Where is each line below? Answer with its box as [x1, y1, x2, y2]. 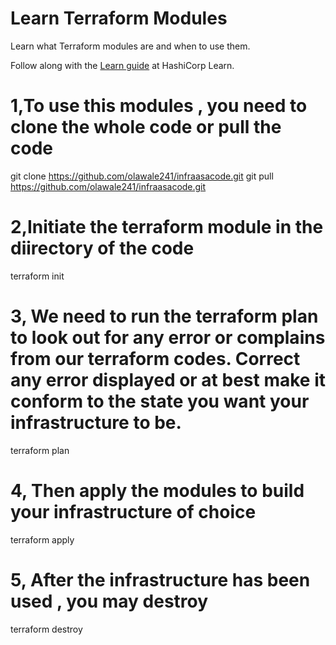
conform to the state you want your [10, 390, 310, 412]
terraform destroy [10, 623, 83, 635]
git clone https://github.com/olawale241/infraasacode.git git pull [10, 170, 274, 182]
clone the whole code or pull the [10, 116, 282, 139]
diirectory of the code [10, 237, 195, 260]
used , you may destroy [10, 590, 209, 612]
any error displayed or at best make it [10, 369, 326, 391]
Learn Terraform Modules [10, 7, 228, 30]
